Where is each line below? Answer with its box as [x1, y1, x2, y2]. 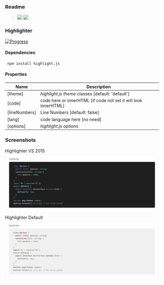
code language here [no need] [40, 116, 102, 122]
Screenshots [5, 137, 36, 144]
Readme [5, 3, 25, 10]
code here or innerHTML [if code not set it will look [40, 98, 143, 103]
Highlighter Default [5, 214, 43, 220]
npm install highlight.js [7, 61, 60, 66]
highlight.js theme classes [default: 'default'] [40, 90, 130, 96]
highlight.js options [40, 123, 79, 129]
